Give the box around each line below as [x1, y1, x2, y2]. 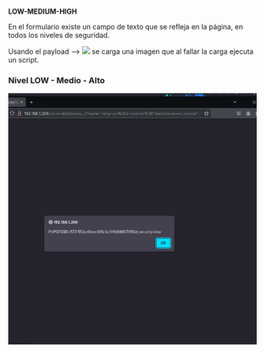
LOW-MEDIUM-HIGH [8, 7, 77, 16]
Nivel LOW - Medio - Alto [8, 74, 105, 85]
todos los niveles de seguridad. [8, 31, 110, 40]
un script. [8, 55, 39, 64]
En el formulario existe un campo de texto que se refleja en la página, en [8, 22, 244, 31]
